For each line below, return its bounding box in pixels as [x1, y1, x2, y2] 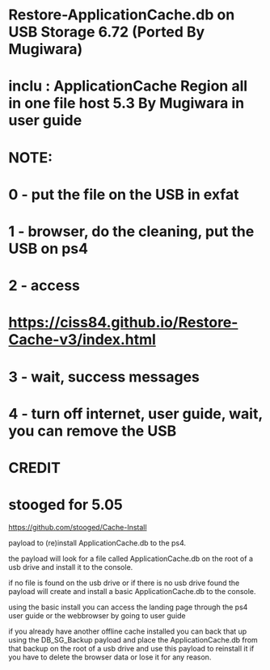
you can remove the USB [8, 422, 177, 440]
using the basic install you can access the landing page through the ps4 [8, 602, 248, 612]
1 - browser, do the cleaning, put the [8, 222, 255, 240]
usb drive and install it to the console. [8, 562, 133, 571]
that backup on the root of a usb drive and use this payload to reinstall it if [8, 643, 255, 653]
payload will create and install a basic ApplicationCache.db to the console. [8, 586, 256, 596]
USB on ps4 [8, 239, 89, 258]
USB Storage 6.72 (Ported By [8, 23, 205, 41]
